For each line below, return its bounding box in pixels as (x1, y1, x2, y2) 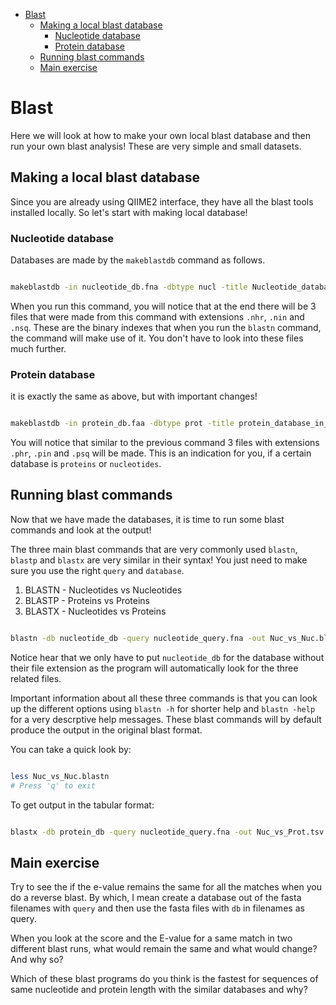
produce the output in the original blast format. (10, 724, 203, 736)
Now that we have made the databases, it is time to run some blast (10, 513, 285, 525)
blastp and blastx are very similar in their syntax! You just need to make (10, 554, 308, 566)
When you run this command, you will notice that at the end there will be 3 (10, 300, 317, 312)
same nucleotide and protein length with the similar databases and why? (10, 984, 308, 996)
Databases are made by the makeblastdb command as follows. (10, 254, 266, 266)
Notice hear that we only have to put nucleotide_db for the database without (10, 651, 325, 663)
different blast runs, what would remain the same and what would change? (10, 943, 318, 955)
